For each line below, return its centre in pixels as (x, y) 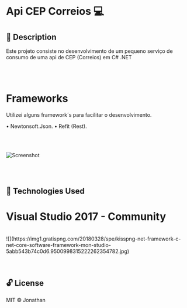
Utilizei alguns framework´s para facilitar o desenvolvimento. (79, 114)
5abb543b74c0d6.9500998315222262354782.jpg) (68, 251)
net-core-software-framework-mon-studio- (58, 245)
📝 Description (31, 37)
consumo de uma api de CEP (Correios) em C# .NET (69, 57)
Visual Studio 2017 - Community (86, 216)
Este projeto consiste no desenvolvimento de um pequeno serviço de (90, 51)
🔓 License (25, 283)
